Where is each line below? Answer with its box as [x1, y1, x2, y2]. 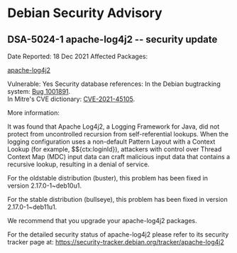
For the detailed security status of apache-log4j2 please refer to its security [7, 230, 229, 239]
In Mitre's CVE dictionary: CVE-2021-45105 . [7, 95, 136, 103]
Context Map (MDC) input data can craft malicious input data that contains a [7, 153, 231, 161]
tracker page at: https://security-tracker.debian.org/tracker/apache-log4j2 [7, 238, 225, 246]
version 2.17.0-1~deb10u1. [7, 181, 82, 190]
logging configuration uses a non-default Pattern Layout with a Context [7, 137, 216, 146]
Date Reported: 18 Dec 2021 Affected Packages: [7, 52, 148, 60]
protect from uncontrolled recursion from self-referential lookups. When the [7, 130, 229, 138]
